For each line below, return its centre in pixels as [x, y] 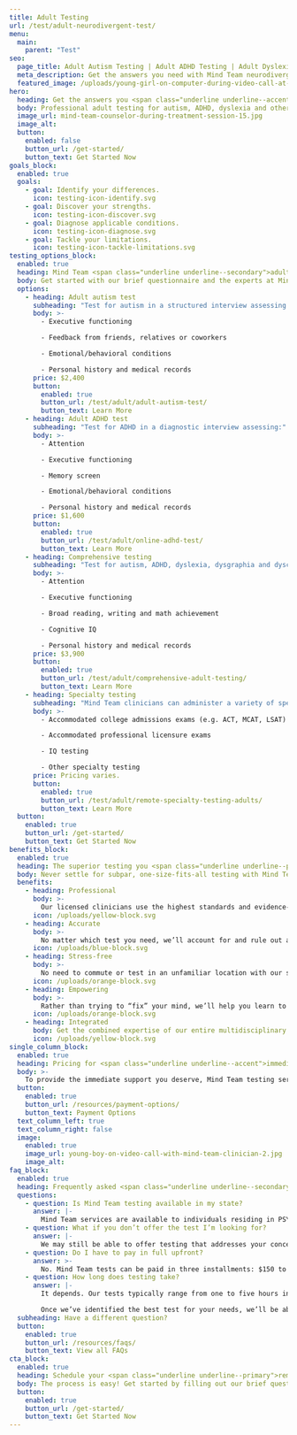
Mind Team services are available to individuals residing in [158, 1220]
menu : [19, 34]
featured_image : [47, 83]
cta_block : [29, 1359]
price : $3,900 [59, 654]
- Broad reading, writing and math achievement [130, 613]
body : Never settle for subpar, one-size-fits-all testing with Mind [148, 874]
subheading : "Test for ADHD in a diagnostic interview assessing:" [160, 427]
